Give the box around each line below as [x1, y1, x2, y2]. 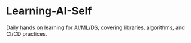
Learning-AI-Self [6, 4, 92, 18]
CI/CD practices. [6, 30, 47, 37]
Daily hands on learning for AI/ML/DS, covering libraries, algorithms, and [6, 24, 186, 31]
